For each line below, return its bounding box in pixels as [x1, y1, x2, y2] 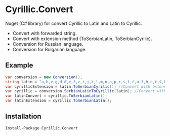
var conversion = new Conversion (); [5, 75, 82, 80]
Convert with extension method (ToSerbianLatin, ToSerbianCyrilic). [12, 36, 152, 42]
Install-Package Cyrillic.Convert [5, 125, 78, 130]
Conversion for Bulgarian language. [12, 46, 87, 52]
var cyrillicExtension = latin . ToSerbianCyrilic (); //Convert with [5, 84, 151, 89]
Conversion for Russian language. [12, 41, 83, 47]
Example [5, 61, 33, 70]
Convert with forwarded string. [12, 30, 77, 36]
